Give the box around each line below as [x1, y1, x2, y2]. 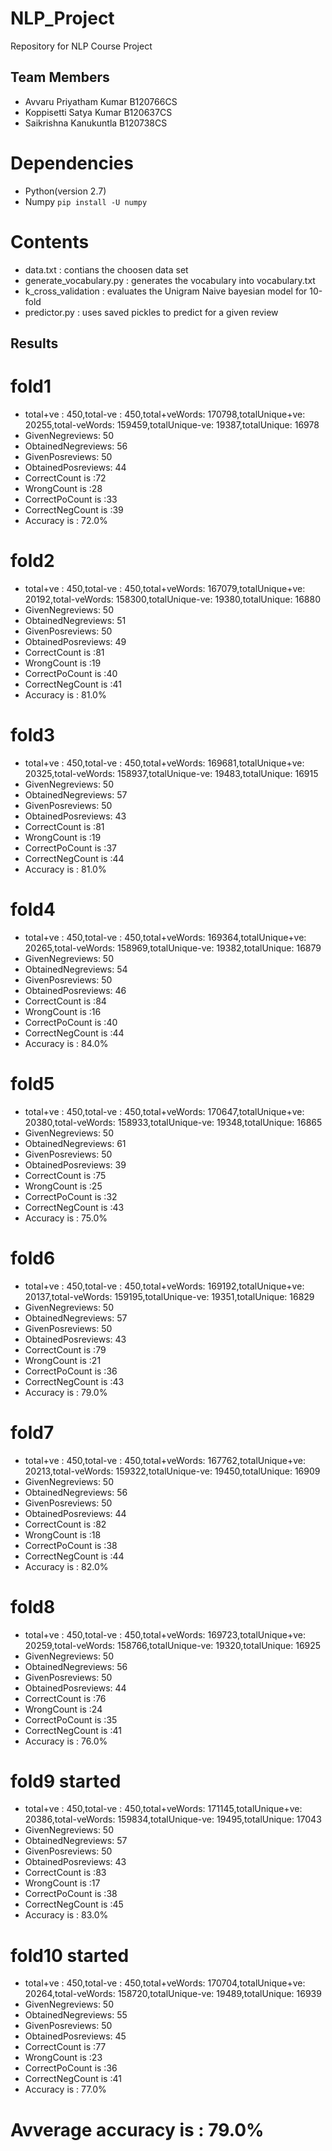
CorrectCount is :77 [24, 2041, 107, 2053]
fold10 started [10, 1944, 130, 1967]
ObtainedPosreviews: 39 [24, 1158, 127, 1171]
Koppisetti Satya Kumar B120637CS [24, 106, 173, 118]
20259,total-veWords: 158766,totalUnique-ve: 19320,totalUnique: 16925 [24, 1639, 322, 1651]
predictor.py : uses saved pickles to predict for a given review [24, 306, 279, 318]
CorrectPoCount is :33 [24, 493, 118, 505]
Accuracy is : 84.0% [24, 1037, 109, 1049]
